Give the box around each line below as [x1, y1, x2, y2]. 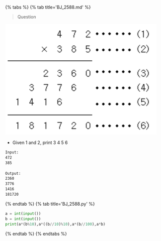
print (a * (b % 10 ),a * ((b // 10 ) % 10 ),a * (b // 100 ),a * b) [5, 222, 106, 227]
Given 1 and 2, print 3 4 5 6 [12, 139, 68, 145]
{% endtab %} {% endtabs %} [5, 231, 67, 237]
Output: [5, 171, 21, 176]
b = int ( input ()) [5, 216, 41, 221]
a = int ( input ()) [5, 211, 41, 216]
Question [17, 14, 36, 19]
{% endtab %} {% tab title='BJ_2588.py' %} [5, 201, 95, 207]
